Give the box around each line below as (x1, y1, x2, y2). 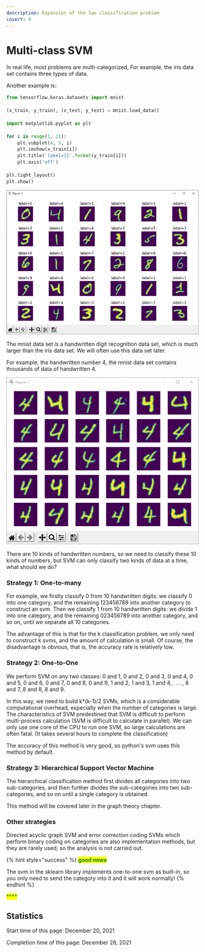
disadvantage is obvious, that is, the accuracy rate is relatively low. (6, 643, 174, 651)
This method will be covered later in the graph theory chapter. (6, 802, 162, 809)
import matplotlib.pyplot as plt (6, 120, 92, 127)
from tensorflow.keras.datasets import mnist (6, 95, 124, 101)
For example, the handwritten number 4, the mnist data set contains (6, 359, 177, 366)
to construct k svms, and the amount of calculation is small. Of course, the (6, 637, 193, 644)
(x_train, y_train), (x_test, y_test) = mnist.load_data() (6, 108, 160, 114)
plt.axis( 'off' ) (17, 159, 59, 165)
